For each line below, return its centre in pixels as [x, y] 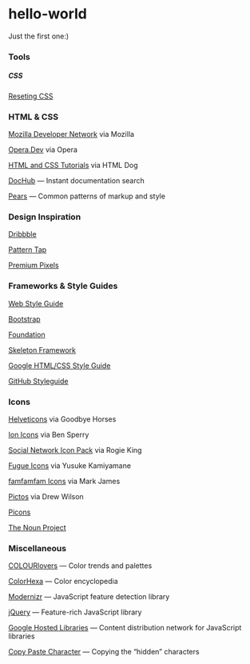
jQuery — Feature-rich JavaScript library [75, 612]
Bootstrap [25, 319]
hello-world [48, 14]
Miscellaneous [37, 548]
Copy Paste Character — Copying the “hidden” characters [104, 652]
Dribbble [23, 234]
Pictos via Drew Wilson [46, 497]
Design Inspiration [45, 217]
